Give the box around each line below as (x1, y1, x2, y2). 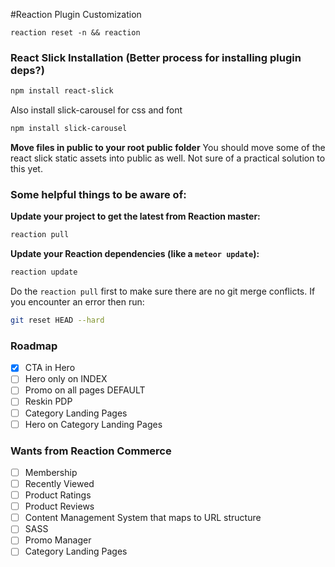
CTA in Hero (24, 362, 76, 374)
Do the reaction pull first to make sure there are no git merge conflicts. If (10, 285, 316, 298)
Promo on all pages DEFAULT (24, 384, 146, 396)
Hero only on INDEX (24, 373, 108, 385)
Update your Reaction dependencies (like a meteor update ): (10, 248, 260, 260)
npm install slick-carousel (10, 124, 128, 134)
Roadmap (10, 339, 58, 353)
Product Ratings (24, 489, 92, 501)
